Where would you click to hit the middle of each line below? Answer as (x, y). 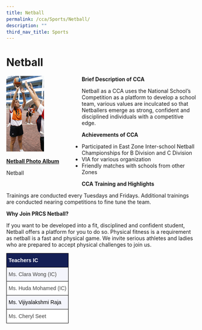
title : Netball (25, 13)
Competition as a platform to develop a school (139, 97)
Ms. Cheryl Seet (27, 316)
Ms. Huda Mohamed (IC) (38, 288)
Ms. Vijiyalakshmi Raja (35, 302)
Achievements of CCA (110, 135)
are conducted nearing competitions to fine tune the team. (79, 202)
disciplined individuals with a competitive (133, 117)
